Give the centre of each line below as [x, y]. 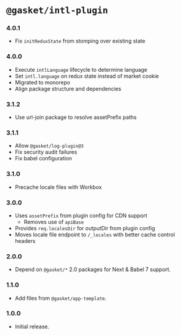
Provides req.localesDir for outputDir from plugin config [85, 228]
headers [25, 240]
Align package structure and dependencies [68, 89]
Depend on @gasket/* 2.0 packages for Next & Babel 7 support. [93, 269]
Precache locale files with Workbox [58, 187]
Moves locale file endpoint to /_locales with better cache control [95, 234]
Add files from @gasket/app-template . [61, 298]
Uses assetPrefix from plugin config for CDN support [81, 215]
